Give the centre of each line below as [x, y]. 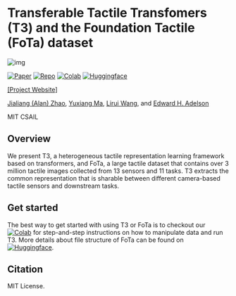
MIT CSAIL [23, 117]
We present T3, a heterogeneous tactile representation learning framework [116, 155]
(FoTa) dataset [50, 43]
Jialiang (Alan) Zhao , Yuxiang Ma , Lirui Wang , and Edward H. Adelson [108, 103]
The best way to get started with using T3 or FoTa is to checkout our [106, 225]
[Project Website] [32, 89]
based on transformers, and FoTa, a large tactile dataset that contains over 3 [118, 163]
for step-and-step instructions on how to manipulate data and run [128, 232]
